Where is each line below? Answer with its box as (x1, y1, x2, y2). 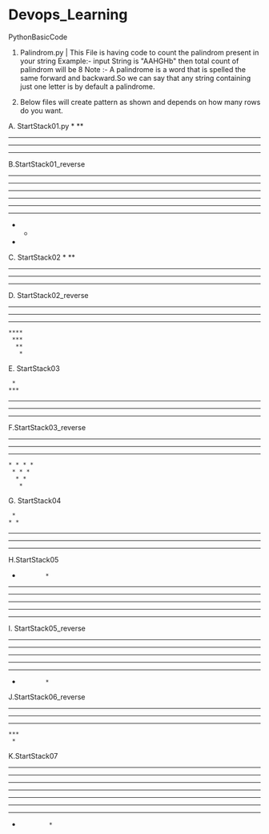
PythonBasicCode (8, 32, 68, 42)
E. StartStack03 (8, 363, 60, 373)
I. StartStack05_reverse (8, 623, 86, 633)
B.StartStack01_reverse (8, 159, 86, 169)
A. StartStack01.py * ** (8, 121, 84, 131)
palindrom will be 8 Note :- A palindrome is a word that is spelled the (19, 64, 247, 74)
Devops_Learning (8, 6, 128, 24)
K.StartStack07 (8, 751, 58, 760)
